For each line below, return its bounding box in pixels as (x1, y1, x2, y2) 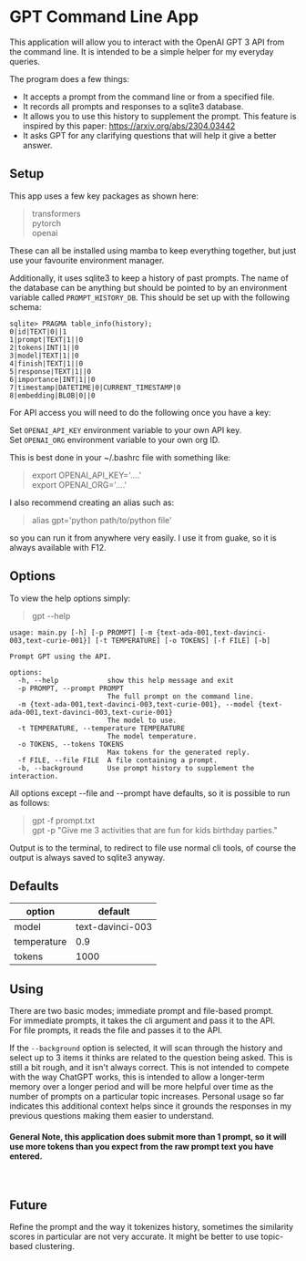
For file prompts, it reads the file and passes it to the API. (9, 1025, 223, 1036)
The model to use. (107, 716, 178, 725)
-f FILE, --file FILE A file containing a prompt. (17, 755, 219, 765)
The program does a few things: (9, 73, 130, 84)
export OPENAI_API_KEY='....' (31, 470, 142, 481)
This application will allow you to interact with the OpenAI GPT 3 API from (9, 36, 285, 47)
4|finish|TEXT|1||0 (9, 358, 84, 368)
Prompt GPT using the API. (9, 652, 112, 661)
